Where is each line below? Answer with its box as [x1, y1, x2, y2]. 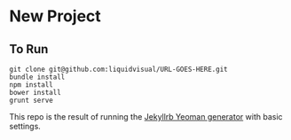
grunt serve [9, 96, 53, 105]
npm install [9, 81, 53, 89]
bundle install [9, 73, 66, 82]
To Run [9, 42, 49, 57]
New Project [9, 6, 102, 27]
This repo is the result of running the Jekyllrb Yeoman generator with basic [9, 112, 283, 121]
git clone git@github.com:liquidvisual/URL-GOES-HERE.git [9, 65, 228, 74]
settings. [9, 121, 42, 131]
